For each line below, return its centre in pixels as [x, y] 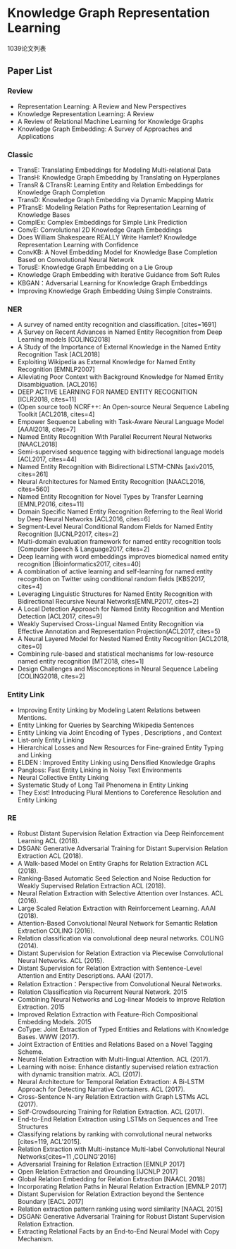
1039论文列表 [27, 48]
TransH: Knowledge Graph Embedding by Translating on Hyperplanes [119, 177]
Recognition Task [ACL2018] [59, 354]
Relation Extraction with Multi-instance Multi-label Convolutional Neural [121, 1149]
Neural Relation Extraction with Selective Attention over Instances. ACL [120, 893]
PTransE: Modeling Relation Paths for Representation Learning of [112, 207]
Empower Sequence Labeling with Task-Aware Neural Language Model [120, 422]
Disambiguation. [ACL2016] [57, 385]
